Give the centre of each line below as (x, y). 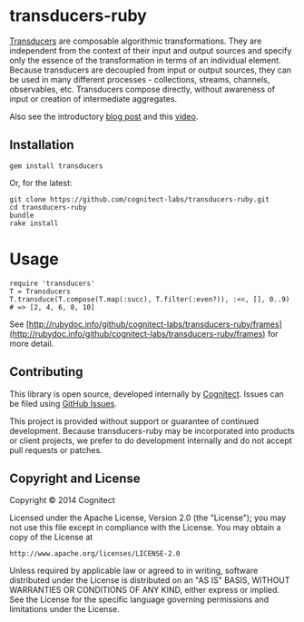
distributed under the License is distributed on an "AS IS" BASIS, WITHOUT (150, 580)
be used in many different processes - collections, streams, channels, (140, 79)
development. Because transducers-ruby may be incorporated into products (152, 430)
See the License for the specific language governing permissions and (139, 599)
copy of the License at (51, 538)
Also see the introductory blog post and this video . (104, 116)
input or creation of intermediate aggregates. (93, 99)
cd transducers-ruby (49, 207)
